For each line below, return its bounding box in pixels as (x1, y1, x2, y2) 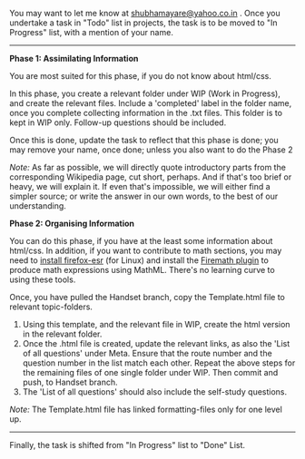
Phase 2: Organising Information (9, 218, 134, 229)
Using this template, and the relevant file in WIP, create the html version (22, 319, 290, 329)
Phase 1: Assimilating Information (9, 54, 139, 63)
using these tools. (9, 274, 76, 285)
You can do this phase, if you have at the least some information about (9, 236, 273, 246)
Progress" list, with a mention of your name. (9, 27, 174, 37)
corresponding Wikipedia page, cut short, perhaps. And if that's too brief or (9, 171, 292, 182)
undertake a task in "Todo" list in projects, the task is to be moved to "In (9, 17, 279, 28)
